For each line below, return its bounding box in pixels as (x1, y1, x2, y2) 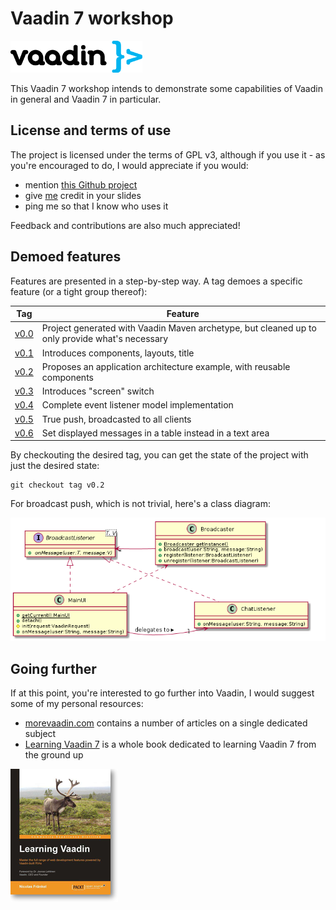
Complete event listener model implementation (41, 399, 234, 411)
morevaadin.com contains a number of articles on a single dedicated (24, 717, 308, 729)
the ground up (24, 749, 84, 761)
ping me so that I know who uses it (24, 200, 169, 212)
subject (24, 728, 57, 739)
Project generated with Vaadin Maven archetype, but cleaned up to (41, 322, 317, 334)
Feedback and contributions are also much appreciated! (10, 219, 241, 231)
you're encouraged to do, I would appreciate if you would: (10, 159, 249, 171)
